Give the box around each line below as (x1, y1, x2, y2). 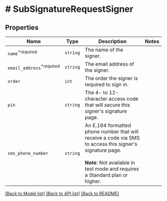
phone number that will (84, 128, 139, 135)
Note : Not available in (84, 159, 135, 166)
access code (108, 95, 139, 102)
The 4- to (84, 89, 108, 96)
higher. (84, 178, 101, 185)
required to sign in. (84, 81, 129, 88)
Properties (5, 23, 39, 32)
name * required (7, 49, 37, 57)
